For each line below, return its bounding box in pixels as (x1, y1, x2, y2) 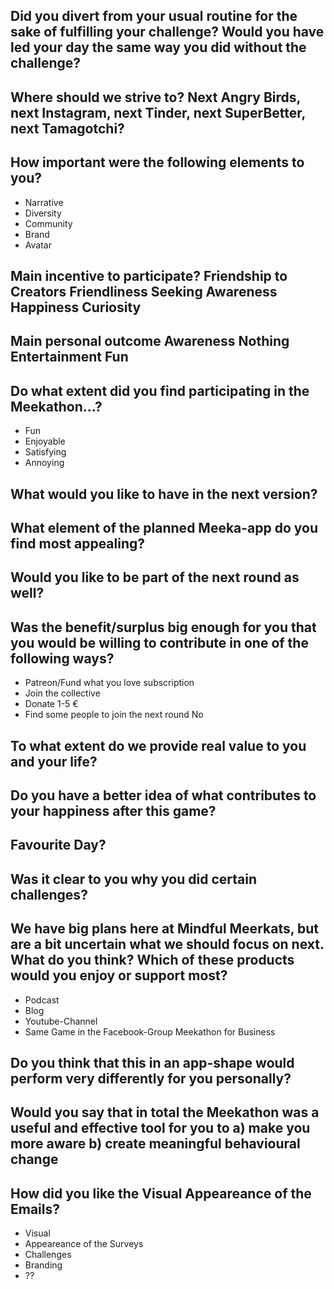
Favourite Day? (10, 837, 107, 854)
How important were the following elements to (10, 154, 305, 171)
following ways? (10, 650, 115, 667)
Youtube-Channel (24, 1015, 98, 1027)
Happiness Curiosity (10, 299, 142, 316)
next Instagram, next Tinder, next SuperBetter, (10, 104, 306, 121)
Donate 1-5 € (24, 698, 79, 710)
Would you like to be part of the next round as (10, 569, 300, 586)
